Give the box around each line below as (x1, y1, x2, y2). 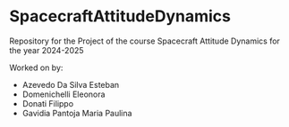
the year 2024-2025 (9, 44, 84, 55)
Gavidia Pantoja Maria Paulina (21, 107, 132, 118)
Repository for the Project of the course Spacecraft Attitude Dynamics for (9, 36, 280, 46)
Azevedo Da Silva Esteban (21, 79, 120, 90)
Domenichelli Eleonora (21, 89, 106, 99)
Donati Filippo (21, 98, 74, 108)
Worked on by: (9, 62, 64, 73)
